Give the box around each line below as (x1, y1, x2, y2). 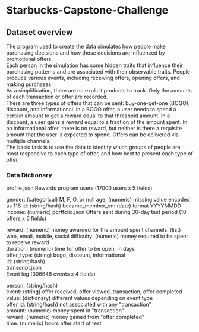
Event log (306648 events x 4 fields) (6, 270, 96, 277)
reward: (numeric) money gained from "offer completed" (6, 314, 144, 321)
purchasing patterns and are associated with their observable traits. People (6, 68, 190, 75)
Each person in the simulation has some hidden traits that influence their (6, 62, 183, 69)
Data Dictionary (6, 171, 52, 179)
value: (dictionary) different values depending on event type (6, 295, 153, 302)
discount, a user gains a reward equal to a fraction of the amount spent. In (6, 119, 188, 125)
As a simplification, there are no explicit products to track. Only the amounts (6, 87, 192, 94)
